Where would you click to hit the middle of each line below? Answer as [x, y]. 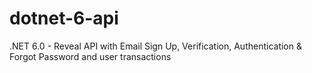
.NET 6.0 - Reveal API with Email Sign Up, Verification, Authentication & [155, 46]
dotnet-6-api [64, 18]
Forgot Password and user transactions [90, 56]
